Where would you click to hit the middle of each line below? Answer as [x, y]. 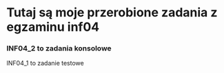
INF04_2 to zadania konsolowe [59, 48]
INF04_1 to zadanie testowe [45, 63]
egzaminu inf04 [53, 27]
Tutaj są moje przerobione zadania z [112, 13]
